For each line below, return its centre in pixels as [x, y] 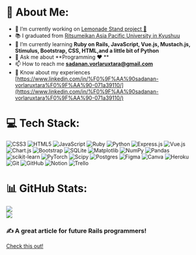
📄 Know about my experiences [53, 72]
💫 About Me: [38, 12]
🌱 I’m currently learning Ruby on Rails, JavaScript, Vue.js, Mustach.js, [102, 44]
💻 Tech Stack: [43, 123]
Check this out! [25, 246]
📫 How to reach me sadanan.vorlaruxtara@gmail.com [84, 64]
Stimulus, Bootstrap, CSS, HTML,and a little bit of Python [87, 50]
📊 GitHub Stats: [47, 189]
